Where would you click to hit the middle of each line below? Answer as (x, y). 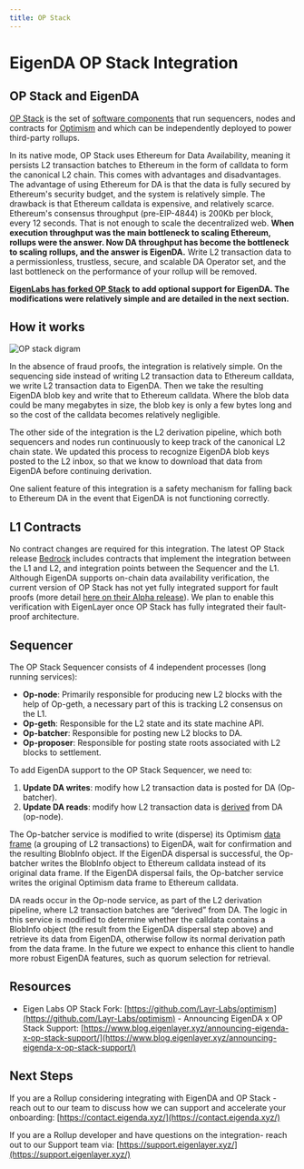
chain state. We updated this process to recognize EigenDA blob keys (139, 452)
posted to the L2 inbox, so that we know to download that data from (136, 461)
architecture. (55, 617)
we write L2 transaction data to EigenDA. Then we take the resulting (137, 386)
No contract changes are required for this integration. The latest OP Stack (147, 549)
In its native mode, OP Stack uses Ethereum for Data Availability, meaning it (150, 155)
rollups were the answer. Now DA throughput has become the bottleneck (149, 242)
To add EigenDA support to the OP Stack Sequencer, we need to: (131, 771)
